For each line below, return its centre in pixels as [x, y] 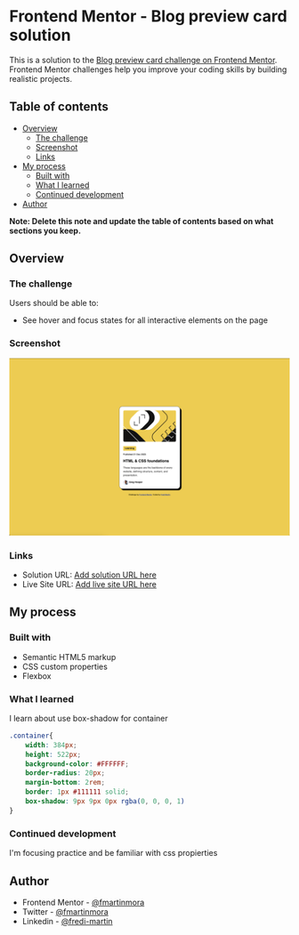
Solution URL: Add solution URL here [89, 575]
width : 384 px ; [51, 745]
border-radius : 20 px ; [65, 773]
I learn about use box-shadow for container [89, 718]
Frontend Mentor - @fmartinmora [83, 902]
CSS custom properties [65, 666]
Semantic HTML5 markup [69, 657]
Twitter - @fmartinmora [65, 911]
